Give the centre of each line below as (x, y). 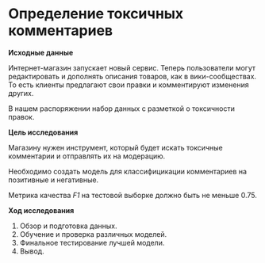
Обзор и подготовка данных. (68, 226)
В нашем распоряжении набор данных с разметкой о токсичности (122, 109)
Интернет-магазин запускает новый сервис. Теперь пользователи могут (132, 67)
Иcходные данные (41, 52)
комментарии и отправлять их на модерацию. (87, 156)
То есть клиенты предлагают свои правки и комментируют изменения (129, 85)
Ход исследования (41, 210)
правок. (21, 116)
